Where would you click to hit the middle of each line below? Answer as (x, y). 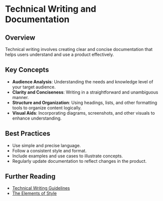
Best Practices (28, 134)
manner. (21, 97)
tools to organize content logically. (47, 108)
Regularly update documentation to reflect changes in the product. (79, 161)
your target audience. (34, 87)
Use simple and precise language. (47, 145)
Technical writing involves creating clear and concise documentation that (79, 49)
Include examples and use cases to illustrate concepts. (68, 156)
